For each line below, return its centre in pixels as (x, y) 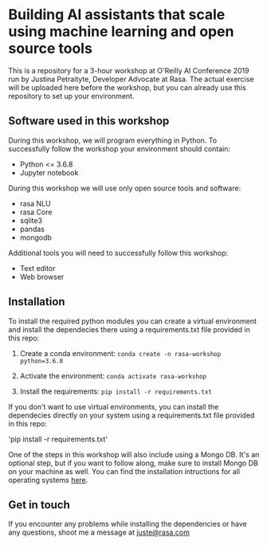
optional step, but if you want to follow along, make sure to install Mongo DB (133, 463)
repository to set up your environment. (71, 96)
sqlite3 (31, 220)
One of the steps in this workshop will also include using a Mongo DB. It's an (134, 454)
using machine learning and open (121, 31)
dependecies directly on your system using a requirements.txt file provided (132, 415)
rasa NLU (35, 203)
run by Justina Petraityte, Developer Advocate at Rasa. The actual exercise (131, 79)
